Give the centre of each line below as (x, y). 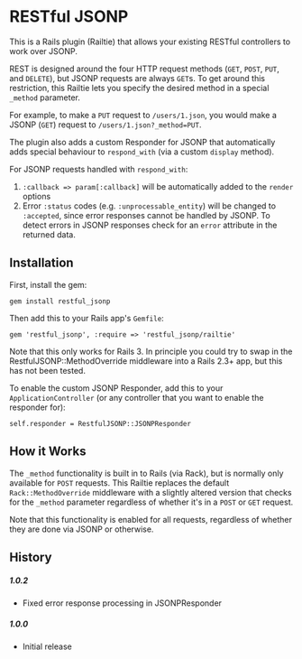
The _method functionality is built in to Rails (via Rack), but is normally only (146, 473)
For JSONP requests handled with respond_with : (99, 169)
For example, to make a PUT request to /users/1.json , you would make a (143, 115)
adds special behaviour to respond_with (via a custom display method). (142, 152)
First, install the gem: (48, 284)
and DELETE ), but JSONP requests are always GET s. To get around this (137, 78)
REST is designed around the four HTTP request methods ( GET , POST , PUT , (144, 69)
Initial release (47, 646)
